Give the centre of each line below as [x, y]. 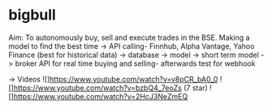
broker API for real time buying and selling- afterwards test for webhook [135, 63]
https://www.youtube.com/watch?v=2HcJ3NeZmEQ [101, 96]
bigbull [32, 15]
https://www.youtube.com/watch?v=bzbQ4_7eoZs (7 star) [111, 88]
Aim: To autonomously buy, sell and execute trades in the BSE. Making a [129, 37]
